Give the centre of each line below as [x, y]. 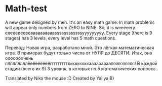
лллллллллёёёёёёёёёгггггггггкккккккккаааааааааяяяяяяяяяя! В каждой [81, 63]
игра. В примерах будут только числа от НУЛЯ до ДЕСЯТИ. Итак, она [79, 53]
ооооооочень [19, 58]
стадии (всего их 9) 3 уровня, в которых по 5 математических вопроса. [81, 68]
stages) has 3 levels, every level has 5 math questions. [61, 38]
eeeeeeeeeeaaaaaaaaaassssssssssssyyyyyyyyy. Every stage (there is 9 [79, 33]
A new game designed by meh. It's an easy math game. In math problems [80, 22]
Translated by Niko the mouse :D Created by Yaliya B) [60, 78]
